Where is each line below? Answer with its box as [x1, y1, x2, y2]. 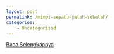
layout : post [6, 8, 38, 15]
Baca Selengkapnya [6, 41, 54, 48]
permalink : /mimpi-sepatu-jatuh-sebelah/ [6, 14, 109, 20]
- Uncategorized [16, 25, 57, 31]
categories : [6, 19, 35, 25]
